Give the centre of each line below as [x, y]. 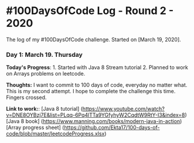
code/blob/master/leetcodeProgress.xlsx [55, 134]
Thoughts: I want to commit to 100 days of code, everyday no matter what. [97, 85]
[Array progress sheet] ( [35, 128]
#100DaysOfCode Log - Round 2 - [90, 11]
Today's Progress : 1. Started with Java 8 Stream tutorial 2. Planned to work [97, 67]
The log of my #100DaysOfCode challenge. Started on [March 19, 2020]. [94, 39]
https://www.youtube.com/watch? [124, 109]
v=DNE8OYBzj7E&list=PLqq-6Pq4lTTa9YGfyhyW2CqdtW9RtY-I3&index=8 [96, 115]
